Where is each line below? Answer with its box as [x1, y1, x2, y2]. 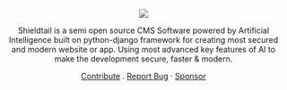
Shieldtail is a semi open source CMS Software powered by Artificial [18, 25, 269, 36]
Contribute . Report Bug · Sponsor [81, 71, 206, 81]
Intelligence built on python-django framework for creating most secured [9, 35, 278, 45]
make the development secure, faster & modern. [54, 53, 233, 64]
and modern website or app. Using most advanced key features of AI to [11, 45, 276, 54]
